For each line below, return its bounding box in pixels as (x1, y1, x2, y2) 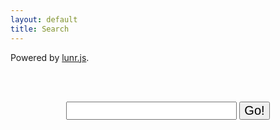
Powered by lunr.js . (10, 51, 90, 63)
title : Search (10, 24, 70, 34)
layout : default (10, 14, 78, 25)
